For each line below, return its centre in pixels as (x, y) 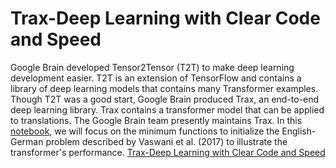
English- (299, 131)
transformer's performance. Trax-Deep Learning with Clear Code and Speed (168, 152)
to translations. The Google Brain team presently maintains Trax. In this (156, 120)
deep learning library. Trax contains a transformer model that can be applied (167, 109)
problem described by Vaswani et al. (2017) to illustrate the (166, 141)
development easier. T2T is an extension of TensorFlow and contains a (156, 78)
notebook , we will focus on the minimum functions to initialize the (145, 131)
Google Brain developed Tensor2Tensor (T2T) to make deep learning (152, 67)
